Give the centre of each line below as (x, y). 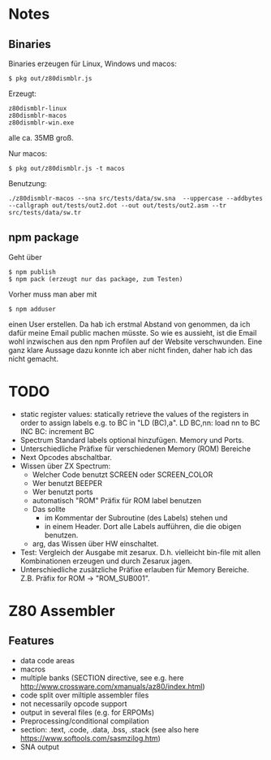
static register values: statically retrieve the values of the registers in (134, 414)
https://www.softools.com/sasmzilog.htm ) (90, 738)
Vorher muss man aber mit (53, 294)
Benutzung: (28, 183)
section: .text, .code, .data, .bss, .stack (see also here (110, 729)
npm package (44, 238)
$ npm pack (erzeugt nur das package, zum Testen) (96, 279)
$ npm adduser (32, 309)
